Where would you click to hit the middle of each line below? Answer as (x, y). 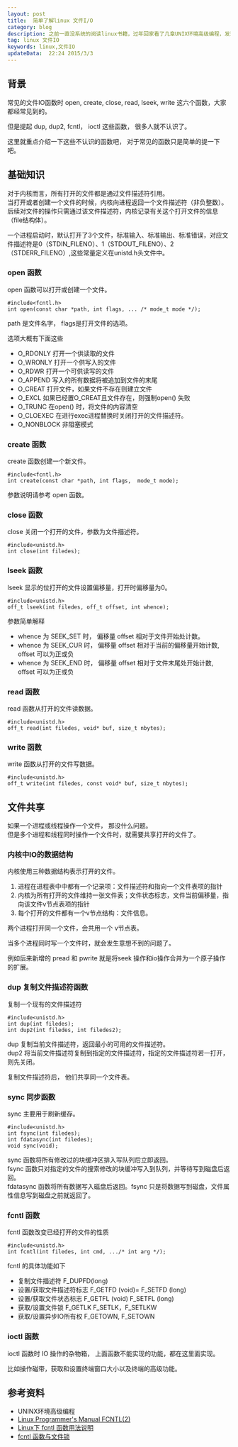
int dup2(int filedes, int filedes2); (64, 1030)
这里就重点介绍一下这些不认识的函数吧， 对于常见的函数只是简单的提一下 (114, 141)
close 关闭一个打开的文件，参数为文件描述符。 (75, 532)
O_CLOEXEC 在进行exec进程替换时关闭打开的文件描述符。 (102, 415)
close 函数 (25, 515)
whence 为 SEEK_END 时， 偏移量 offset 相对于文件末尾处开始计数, (115, 662)
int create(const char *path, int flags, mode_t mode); (93, 481)
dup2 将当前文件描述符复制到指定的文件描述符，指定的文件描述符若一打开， (118, 1053)
